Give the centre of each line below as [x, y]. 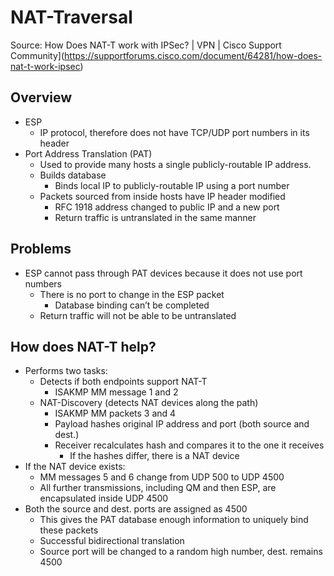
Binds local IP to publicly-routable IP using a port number [172, 185]
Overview [41, 97]
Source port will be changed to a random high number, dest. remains [181, 552]
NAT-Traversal [71, 17]
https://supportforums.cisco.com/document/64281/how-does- [193, 55]
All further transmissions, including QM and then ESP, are [158, 488]
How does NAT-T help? [83, 346]
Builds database [73, 175]
